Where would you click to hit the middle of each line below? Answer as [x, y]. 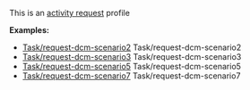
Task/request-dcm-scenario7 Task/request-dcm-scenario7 [131, 76]
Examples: [29, 30]
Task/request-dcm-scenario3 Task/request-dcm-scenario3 [132, 57]
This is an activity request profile [69, 13]
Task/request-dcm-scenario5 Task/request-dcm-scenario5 [132, 66]
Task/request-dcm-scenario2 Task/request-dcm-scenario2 [132, 47]
